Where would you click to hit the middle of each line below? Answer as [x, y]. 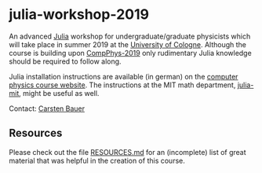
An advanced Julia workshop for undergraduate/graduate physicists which [130, 36]
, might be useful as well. [59, 93]
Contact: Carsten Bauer [47, 109]
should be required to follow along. [65, 61]
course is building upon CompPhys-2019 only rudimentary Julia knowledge [130, 53]
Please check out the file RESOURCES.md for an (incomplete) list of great [127, 152]
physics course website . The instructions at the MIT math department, [122, 85]
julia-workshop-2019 [79, 15]
